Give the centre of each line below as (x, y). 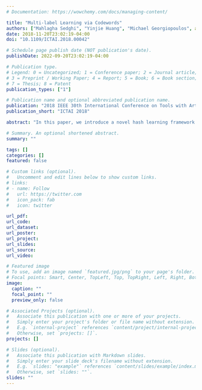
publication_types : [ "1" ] (38, 89)
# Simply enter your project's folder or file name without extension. (101, 322)
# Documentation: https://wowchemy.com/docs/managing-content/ (87, 12)
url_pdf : (17, 216)
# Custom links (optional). (41, 172)
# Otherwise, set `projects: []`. (52, 333)
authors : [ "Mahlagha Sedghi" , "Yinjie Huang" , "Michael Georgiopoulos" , (99, 28)
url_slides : (21, 244)
